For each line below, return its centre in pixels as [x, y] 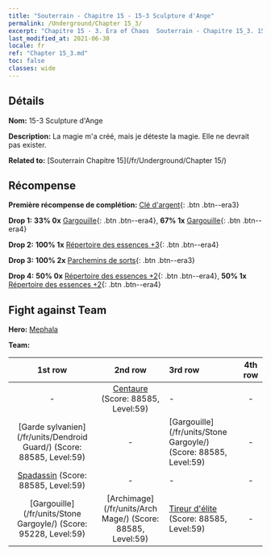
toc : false [27, 61]
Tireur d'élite [193, 509]
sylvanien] [66, 427]
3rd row [184, 370]
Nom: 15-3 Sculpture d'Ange [56, 120]
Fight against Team [58, 310]
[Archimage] [130, 499]
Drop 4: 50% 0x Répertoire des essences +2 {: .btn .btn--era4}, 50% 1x [128, 276]
